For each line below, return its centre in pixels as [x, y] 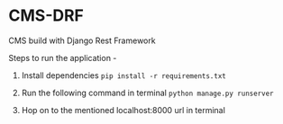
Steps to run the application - [63, 58]
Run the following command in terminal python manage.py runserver [147, 93]
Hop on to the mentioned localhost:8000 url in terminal [123, 110]
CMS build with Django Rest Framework [82, 40]
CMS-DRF [46, 16]
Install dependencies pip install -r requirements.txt [123, 75]
